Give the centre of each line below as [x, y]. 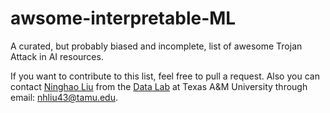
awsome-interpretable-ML [123, 18]
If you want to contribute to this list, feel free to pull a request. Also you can [165, 76]
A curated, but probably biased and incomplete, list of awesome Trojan [156, 46]
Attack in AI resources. [57, 56]
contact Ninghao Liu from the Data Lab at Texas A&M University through [159, 86]
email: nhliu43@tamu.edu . [64, 97]
